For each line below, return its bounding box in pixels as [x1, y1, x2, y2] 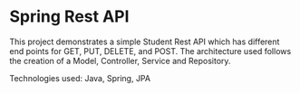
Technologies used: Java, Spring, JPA [9, 72, 151, 83]
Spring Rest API [9, 6, 130, 27]
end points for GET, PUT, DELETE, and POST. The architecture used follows [9, 45, 292, 56]
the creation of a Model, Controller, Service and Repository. [9, 55, 231, 66]
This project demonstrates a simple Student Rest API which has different [9, 36, 280, 47]
